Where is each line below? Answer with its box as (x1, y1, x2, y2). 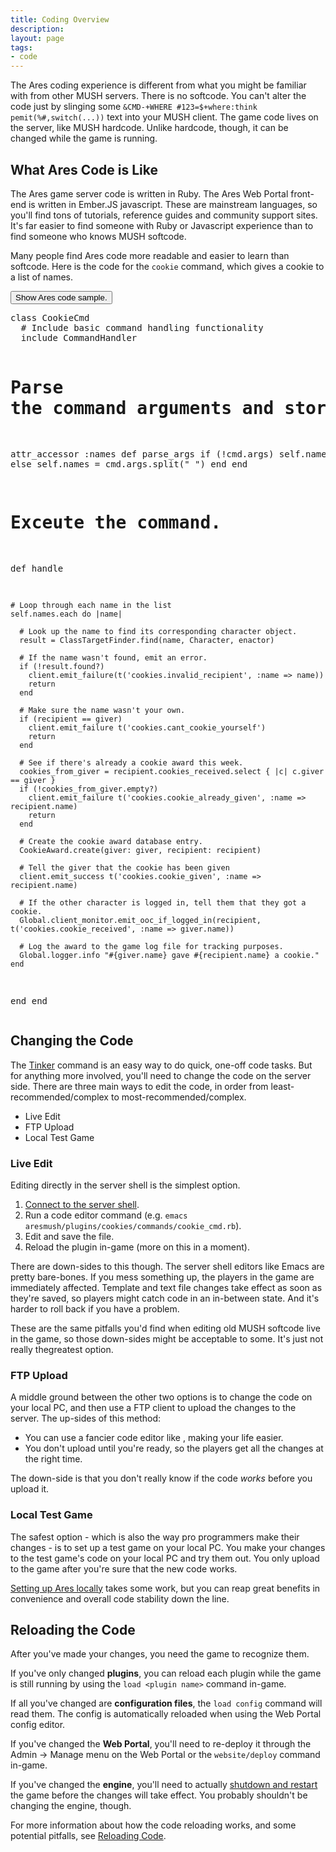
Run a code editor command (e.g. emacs (24, 1209, 188, 1221)
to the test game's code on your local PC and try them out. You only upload (10, 1552, 320, 1564)
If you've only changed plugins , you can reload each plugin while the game (10, 1667, 322, 1680)
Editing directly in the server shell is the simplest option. (10, 1179, 241, 1191)
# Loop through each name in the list (10, 600, 172, 610)
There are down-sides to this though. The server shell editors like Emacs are (10, 1260, 325, 1272)
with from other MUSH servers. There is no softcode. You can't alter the (10, 90, 307, 102)
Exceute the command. (10, 512, 222, 534)
